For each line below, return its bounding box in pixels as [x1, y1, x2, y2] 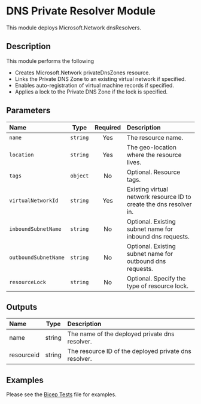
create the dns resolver [126, 200, 192, 208]
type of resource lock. [126, 282, 188, 290]
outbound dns [126, 257, 166, 265]
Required [95, 123, 121, 131]
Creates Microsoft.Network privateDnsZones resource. [14, 69, 151, 76]
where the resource [126, 150, 182, 159]
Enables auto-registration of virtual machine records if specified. [14, 82, 175, 89]
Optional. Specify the [126, 274, 186, 282]
